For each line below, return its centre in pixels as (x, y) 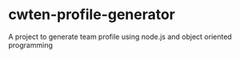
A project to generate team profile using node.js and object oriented (120, 37)
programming (31, 44)
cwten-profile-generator (92, 15)
